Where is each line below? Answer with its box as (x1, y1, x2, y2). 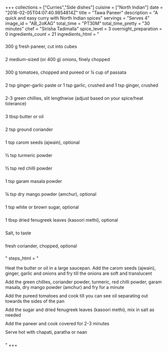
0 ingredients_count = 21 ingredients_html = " (5, 31, 100, 37)
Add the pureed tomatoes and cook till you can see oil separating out (5, 293, 148, 298)
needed (5, 312, 21, 318)
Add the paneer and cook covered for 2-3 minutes (5, 321, 110, 326)
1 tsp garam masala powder (5, 178, 62, 184)
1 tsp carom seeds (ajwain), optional (5, 139, 80, 145)
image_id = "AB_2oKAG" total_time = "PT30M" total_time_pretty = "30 (5, 20, 150, 26)
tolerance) (5, 100, 27, 107)
